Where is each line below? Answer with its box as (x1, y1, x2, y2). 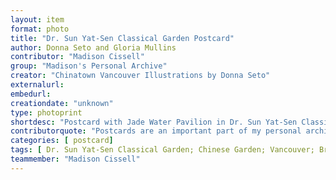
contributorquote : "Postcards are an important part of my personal (10, 126, 302, 136)
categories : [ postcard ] (10, 136, 114, 146)
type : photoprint (10, 107, 83, 118)
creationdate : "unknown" (10, 98, 114, 108)
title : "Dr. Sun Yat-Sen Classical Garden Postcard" (10, 33, 235, 43)
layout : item (10, 14, 65, 25)
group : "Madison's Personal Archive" (10, 61, 168, 71)
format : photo (10, 24, 70, 34)
